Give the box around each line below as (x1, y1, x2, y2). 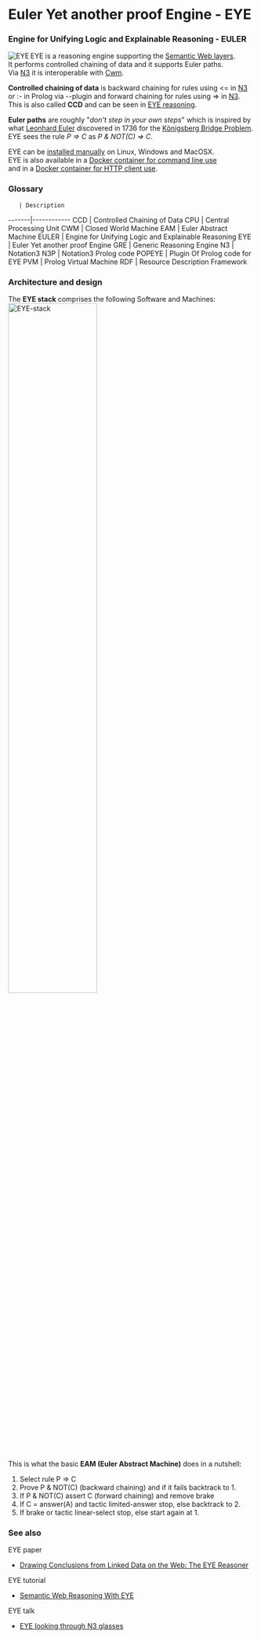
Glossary (8, 183, 44, 194)
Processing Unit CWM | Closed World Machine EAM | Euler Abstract (8, 223, 228, 233)
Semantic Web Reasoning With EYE (19, 1591, 135, 1600)
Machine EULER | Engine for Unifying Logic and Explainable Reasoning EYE (8, 232, 252, 241)
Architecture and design (8, 277, 103, 288)
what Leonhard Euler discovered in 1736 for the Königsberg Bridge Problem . (8, 123, 253, 133)
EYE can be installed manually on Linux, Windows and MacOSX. (8, 147, 215, 156)
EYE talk (8, 1606, 35, 1616)
